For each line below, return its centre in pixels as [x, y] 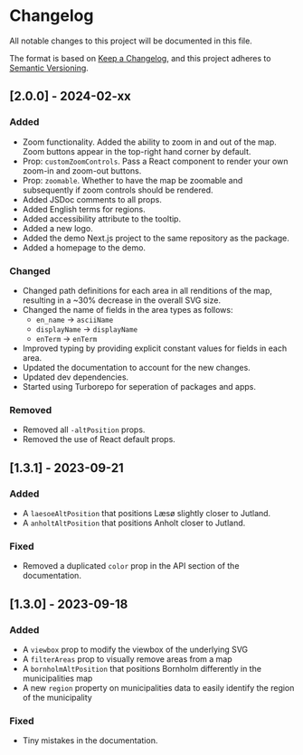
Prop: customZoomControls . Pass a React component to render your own [155, 161]
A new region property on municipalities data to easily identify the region [158, 687]
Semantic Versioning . [49, 68]
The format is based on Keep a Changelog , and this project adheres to [140, 58]
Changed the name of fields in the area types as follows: [128, 309]
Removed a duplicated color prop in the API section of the [131, 566]
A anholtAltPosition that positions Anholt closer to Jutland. [134, 523]
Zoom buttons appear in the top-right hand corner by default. [137, 151]
